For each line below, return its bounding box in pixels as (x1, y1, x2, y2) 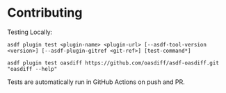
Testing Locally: (7, 28, 53, 36)
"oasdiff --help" (7, 65, 58, 72)
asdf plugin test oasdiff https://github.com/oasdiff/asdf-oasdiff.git (7, 59, 219, 67)
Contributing (7, 5, 83, 21)
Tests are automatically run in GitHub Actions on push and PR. (7, 78, 186, 86)
